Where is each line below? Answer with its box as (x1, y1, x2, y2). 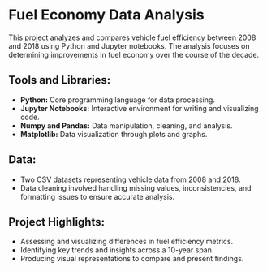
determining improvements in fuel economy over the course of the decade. (8, 49, 260, 59)
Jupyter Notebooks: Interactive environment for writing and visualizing (19, 103, 259, 113)
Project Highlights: (8, 215, 106, 229)
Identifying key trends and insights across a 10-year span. (19, 245, 214, 255)
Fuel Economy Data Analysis (8, 6, 205, 24)
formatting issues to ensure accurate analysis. (19, 191, 175, 201)
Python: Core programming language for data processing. (19, 95, 215, 105)
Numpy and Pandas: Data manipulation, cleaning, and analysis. (19, 120, 233, 131)
